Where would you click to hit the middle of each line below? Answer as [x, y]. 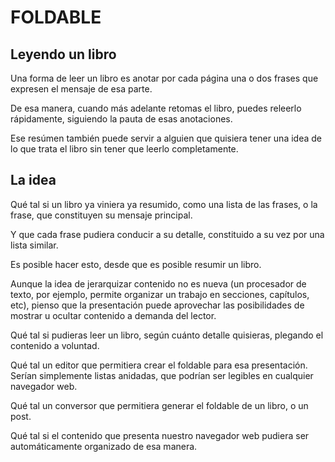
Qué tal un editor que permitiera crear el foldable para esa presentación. [159, 365]
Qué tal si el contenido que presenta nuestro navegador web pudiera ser [160, 435]
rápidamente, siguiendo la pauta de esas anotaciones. [121, 119]
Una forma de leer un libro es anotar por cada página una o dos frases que [164, 78]
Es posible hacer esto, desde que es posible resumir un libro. [136, 264]
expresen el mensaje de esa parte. [81, 89]
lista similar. [34, 245]
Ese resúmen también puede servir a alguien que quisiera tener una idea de [166, 138]
